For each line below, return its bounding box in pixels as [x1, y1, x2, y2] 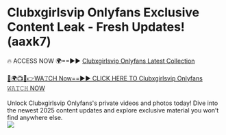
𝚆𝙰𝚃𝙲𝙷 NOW [7, 84, 46, 92]
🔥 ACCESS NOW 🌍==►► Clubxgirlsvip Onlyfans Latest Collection [7, 57, 195, 65]
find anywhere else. [7, 113, 63, 121]
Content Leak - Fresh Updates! [7, 19, 185, 35]
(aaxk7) [7, 34, 51, 49]
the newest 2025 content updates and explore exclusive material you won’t [7, 106, 219, 114]
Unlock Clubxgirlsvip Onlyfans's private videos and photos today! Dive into [7, 99, 218, 107]
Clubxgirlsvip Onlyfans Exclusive [7, 5, 200, 20]
